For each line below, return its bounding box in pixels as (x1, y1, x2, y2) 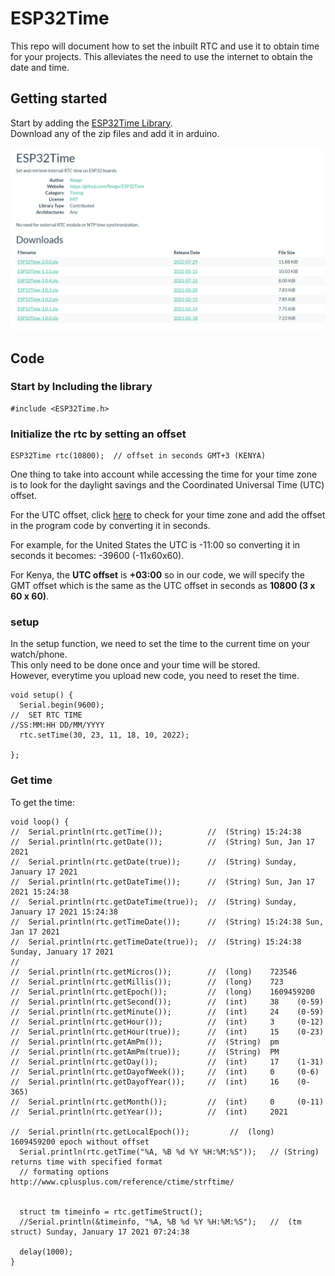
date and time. (10, 61, 70, 73)
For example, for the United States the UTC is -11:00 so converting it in (10, 539, 301, 551)
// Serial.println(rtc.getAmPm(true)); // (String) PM (10, 1047, 280, 1057)
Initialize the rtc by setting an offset (10, 427, 187, 441)
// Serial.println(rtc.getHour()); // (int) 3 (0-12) (10, 1017, 325, 1027)
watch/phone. (10, 648, 68, 661)
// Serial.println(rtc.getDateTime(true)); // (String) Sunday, (10, 897, 298, 907)
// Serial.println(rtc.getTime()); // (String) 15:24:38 (10, 827, 302, 837)
